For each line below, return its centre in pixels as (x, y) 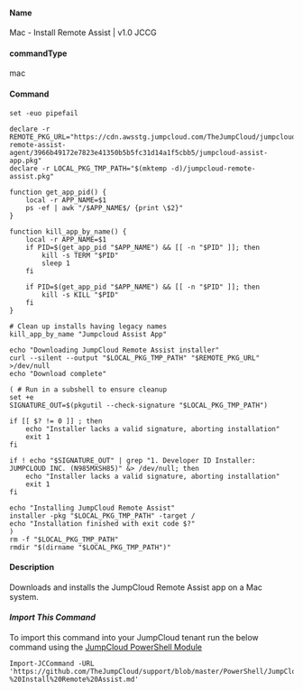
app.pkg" (26, 161)
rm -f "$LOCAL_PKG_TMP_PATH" (64, 539)
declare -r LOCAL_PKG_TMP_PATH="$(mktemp (88, 168)
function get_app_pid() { (58, 192)
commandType (38, 53)
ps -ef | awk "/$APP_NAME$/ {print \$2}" (104, 207)
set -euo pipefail (44, 113)
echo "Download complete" (58, 373)
